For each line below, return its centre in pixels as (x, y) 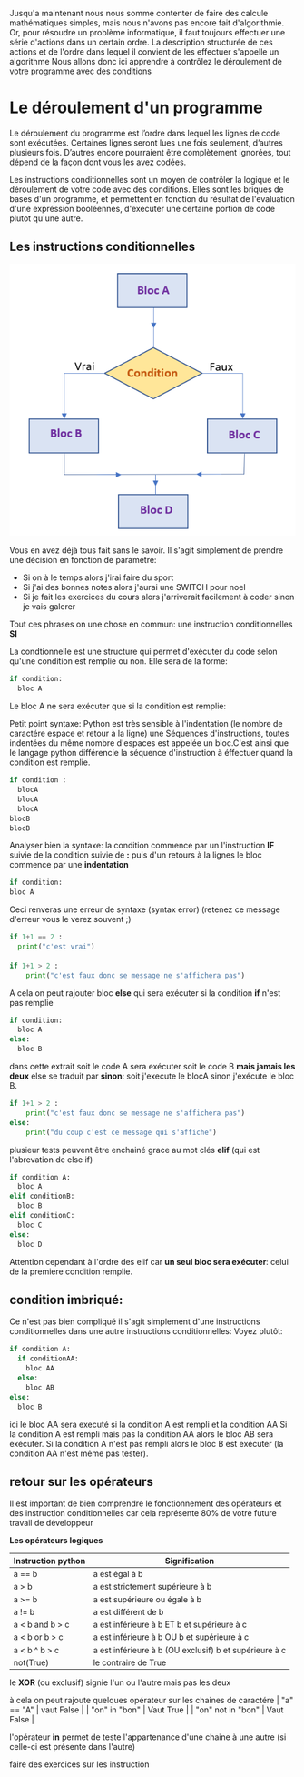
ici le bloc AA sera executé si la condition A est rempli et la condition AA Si (148, 1424)
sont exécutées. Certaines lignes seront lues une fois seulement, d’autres (146, 142)
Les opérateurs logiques (56, 1541)
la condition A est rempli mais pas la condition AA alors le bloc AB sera (142, 1434)
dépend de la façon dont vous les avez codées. (98, 162)
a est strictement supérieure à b (152, 1587)
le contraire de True (130, 1662)
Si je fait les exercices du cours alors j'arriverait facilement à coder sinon (158, 597)
